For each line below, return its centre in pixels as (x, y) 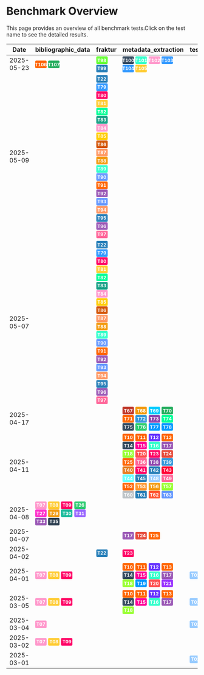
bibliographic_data (63, 49)
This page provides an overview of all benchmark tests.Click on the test (96, 28)
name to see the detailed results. (47, 34)
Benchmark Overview (62, 11)
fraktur (107, 49)
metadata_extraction (153, 49)
